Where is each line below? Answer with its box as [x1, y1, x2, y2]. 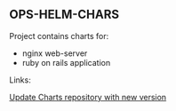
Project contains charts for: [9, 30, 109, 41]
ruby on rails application [21, 57, 111, 67]
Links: [9, 75, 31, 85]
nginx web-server [21, 48, 88, 59]
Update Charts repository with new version [9, 91, 167, 102]
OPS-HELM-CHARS [9, 7, 120, 22]
